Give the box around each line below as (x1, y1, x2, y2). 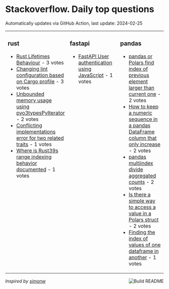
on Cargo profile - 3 (16, 78, 64, 85)
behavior (16, 159, 38, 166)
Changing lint (16, 65, 48, 72)
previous (128, 71, 149, 78)
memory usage (16, 97, 52, 104)
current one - (128, 90, 161, 98)
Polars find (128, 59, 154, 66)
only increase (128, 141, 161, 148)
